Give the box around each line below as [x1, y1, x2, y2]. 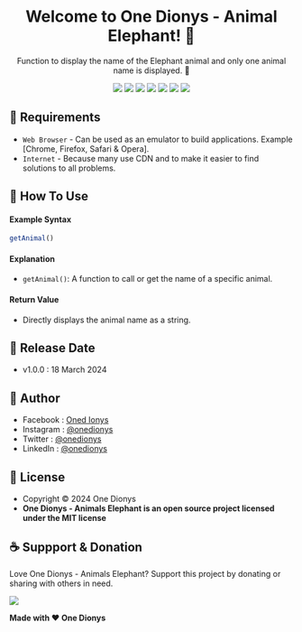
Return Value [9, 294, 59, 305]
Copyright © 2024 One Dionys [22, 494, 137, 505]
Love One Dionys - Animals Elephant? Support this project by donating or [9, 568, 281, 579]
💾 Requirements [9, 110, 101, 125]
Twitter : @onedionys [22, 433, 102, 444]
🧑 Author [9, 390, 60, 405]
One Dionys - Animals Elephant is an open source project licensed [22, 503, 275, 514]
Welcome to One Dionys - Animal [25, 6, 278, 27]
